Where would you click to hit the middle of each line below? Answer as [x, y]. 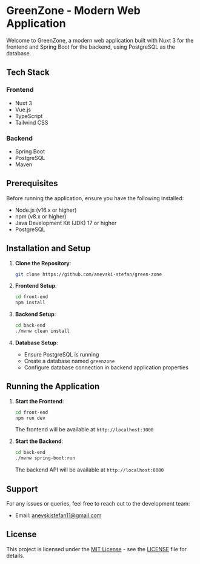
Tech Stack [28, 73]
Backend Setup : [35, 315]
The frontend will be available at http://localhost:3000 [84, 430]
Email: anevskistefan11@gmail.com [58, 515]
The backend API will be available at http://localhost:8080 [89, 470]
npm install [30, 303]
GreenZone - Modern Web [74, 11]
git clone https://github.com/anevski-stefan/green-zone [88, 274]
